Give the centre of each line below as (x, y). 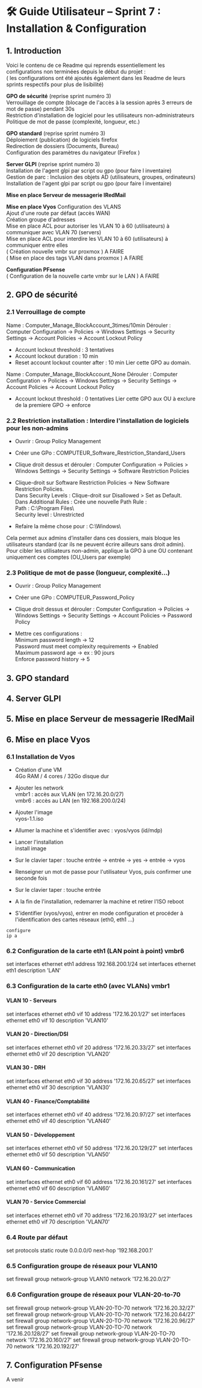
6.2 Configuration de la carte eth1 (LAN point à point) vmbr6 (95, 951)
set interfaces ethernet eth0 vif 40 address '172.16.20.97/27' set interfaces (99, 1115)
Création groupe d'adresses (41, 219)
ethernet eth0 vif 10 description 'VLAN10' (57, 1020)
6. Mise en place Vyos (48, 739)
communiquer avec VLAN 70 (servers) (54, 232)
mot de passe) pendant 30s (41, 109)
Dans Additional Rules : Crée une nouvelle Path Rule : (81, 502)
